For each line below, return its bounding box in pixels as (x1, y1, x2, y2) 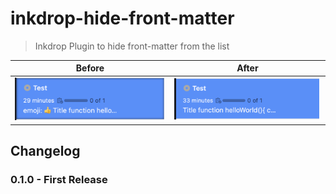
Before (75, 62, 105, 74)
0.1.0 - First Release (10, 172, 108, 186)
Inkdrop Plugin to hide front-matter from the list (34, 40, 230, 52)
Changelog (10, 143, 81, 160)
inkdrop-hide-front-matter (10, 7, 235, 30)
